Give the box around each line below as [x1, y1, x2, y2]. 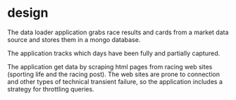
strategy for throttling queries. [7, 85, 94, 93]
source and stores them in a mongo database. [7, 35, 141, 43]
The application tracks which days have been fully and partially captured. [7, 49, 221, 57]
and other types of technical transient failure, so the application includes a [7, 77, 223, 85]
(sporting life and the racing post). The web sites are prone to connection [7, 70, 221, 78]
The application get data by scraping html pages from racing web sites [7, 62, 213, 71]
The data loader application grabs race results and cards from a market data [7, 28, 229, 36]
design [7, 5, 49, 21]
